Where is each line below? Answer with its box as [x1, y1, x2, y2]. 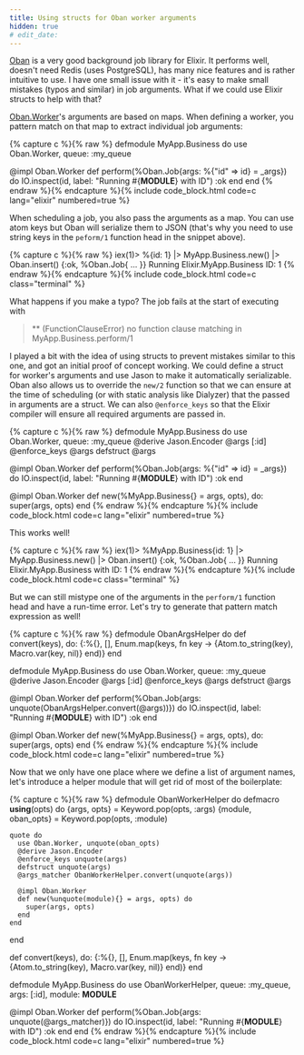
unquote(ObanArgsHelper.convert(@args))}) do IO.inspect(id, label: [9, 702, 261, 714]
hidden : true [9, 22, 59, 31]
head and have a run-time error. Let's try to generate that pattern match [9, 601, 279, 612]
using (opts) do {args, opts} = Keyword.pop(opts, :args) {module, [9, 804, 252, 815]
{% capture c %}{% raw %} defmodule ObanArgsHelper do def [9, 628, 247, 639]
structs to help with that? [9, 94, 103, 105]
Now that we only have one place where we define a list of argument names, [9, 767, 296, 778]
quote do [9, 831, 43, 840]
